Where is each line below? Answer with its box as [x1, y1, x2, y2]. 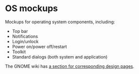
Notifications [12, 33, 38, 39]
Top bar [12, 28, 28, 34]
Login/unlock [12, 38, 39, 44]
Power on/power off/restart [12, 44, 67, 49]
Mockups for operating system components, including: [5, 19, 116, 25]
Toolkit [12, 49, 26, 55]
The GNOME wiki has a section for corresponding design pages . [5, 63, 135, 69]
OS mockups [5, 3, 58, 14]
